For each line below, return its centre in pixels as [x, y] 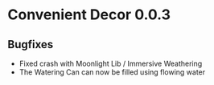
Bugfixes [31, 45]
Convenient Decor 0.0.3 [89, 15]
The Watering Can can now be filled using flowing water [112, 72]
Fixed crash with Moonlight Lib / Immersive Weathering [111, 63]
